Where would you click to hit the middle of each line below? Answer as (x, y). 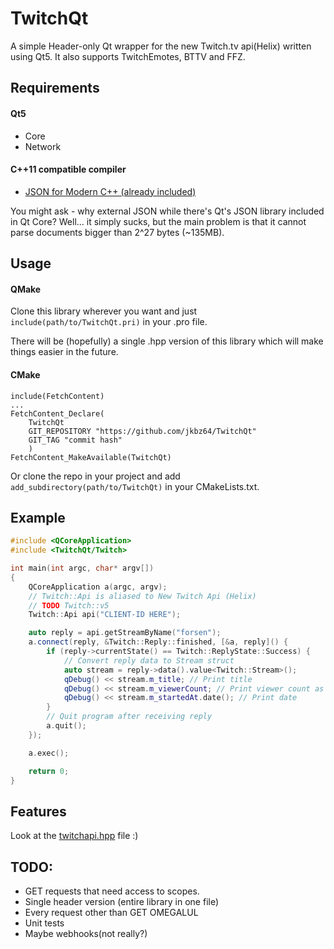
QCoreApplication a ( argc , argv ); (98, 587)
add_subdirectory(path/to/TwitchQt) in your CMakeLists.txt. (135, 486)
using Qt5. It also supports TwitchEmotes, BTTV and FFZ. (128, 56)
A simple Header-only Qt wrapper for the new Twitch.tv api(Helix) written (161, 46)
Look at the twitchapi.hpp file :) (74, 836)
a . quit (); (66, 726)
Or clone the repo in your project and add (95, 476)
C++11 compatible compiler (68, 169)
